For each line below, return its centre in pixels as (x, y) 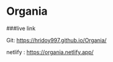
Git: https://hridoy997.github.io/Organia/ (56, 40)
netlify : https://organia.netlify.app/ (50, 52)
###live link (21, 28)
